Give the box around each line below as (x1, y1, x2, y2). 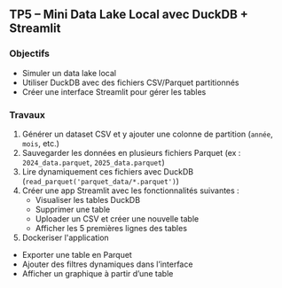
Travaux (9, 108, 46, 121)
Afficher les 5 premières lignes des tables (35, 222, 188, 233)
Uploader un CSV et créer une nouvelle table (35, 213, 200, 224)
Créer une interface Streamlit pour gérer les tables (21, 86, 207, 97)
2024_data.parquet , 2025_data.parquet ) (21, 157, 166, 167)
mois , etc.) (21, 137, 60, 149)
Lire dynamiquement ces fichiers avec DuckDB (21, 166, 193, 176)
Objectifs (9, 48, 51, 60)
